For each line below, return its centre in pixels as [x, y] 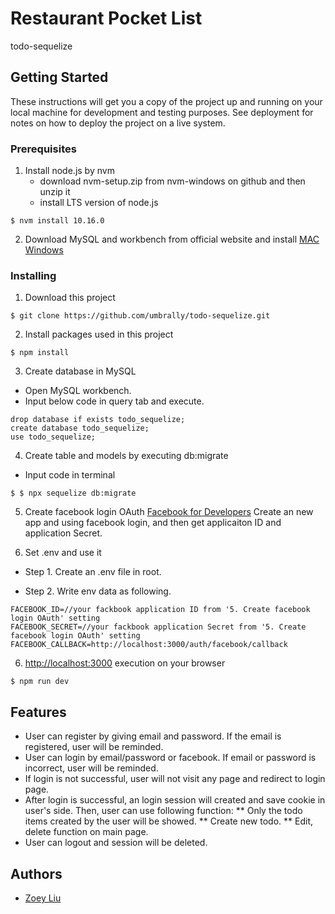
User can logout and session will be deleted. [116, 843]
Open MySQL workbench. [78, 391]
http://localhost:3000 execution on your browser [125, 663]
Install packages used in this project [99, 334]
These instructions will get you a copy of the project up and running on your [166, 101]
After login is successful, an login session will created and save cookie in [175, 800]
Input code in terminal [70, 475]
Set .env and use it [63, 553]
